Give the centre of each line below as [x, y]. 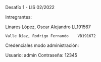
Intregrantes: [18, 17]
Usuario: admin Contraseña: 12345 [41, 55]
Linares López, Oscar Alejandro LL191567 [48, 27]
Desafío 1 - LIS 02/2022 [30, 7]
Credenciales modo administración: [42, 45]
